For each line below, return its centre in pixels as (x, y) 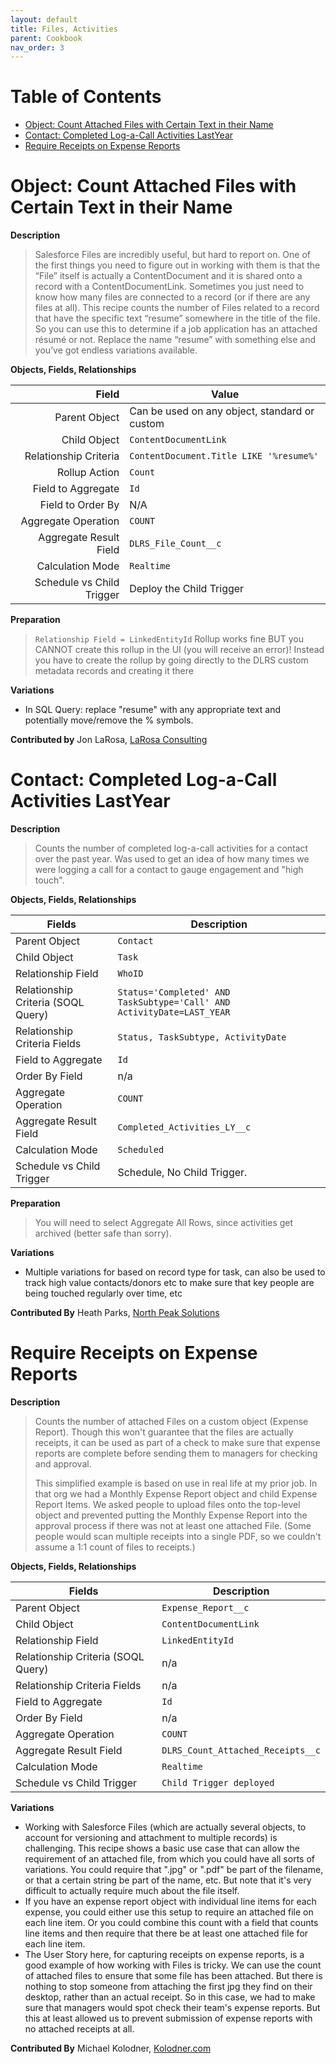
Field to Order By (79, 505)
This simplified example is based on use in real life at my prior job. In (176, 1483)
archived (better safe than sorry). (103, 1233)
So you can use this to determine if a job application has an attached (176, 329)
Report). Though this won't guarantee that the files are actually (164, 1432)
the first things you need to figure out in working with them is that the (177, 265)
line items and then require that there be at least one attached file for (166, 1933)
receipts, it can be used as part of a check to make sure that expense (177, 1442)
